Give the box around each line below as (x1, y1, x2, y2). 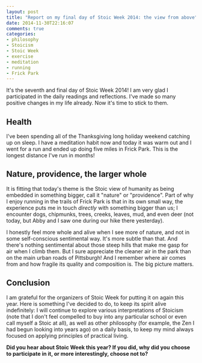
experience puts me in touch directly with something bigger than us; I (6, 204, 179, 211)
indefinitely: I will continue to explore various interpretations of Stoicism (6, 307, 184, 314)
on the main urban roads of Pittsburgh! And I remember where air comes (6, 254, 186, 261)
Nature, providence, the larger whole (6, 169, 147, 179)
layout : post (6, 8, 39, 15)
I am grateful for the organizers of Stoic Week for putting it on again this (6, 293, 185, 301)
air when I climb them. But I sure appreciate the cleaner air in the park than (6, 247, 191, 255)
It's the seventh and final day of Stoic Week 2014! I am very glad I (6, 86, 168, 94)
